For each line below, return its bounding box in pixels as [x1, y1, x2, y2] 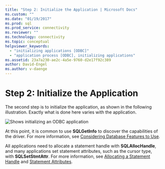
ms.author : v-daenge [5, 67, 48, 72]
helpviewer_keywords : [5, 44, 50, 49]
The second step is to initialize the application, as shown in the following [5, 104, 152, 110]
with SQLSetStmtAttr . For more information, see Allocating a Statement [5, 153, 150, 159]
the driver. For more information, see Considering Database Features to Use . [5, 133, 160, 139]
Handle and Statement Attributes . [5, 158, 73, 165]
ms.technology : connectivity [5, 35, 65, 40]
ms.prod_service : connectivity [5, 26, 69, 30]
